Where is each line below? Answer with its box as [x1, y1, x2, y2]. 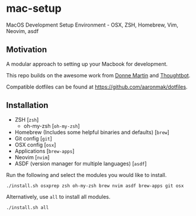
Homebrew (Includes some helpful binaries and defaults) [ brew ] [14, 129, 170, 136]
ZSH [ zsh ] [14, 116, 39, 123]
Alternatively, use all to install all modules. [6, 193, 111, 200]
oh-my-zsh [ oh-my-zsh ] [23, 122, 80, 129]
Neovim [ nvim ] [14, 153, 50, 161]
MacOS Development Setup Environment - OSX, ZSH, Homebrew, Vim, [6, 21, 179, 28]
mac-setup [6, 2, 62, 15]
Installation [6, 100, 49, 110]
